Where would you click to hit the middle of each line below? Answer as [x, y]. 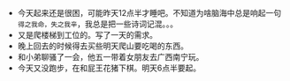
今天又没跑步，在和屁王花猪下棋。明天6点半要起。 [109, 68]
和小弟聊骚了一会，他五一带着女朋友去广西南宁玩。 [111, 57]
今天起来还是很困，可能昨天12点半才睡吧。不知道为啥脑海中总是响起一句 [149, 13]
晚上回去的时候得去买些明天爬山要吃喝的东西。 [103, 46]
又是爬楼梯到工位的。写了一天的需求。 [87, 35]
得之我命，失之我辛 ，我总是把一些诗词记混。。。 [98, 24]
